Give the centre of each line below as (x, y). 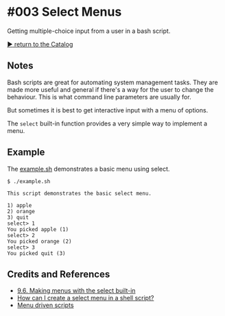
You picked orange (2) (39, 241)
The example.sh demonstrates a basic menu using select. (88, 169)
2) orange (21, 211)
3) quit (18, 217)
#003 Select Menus (64, 12)
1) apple (20, 205)
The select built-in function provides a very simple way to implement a (107, 123)
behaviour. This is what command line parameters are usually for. (99, 97)
